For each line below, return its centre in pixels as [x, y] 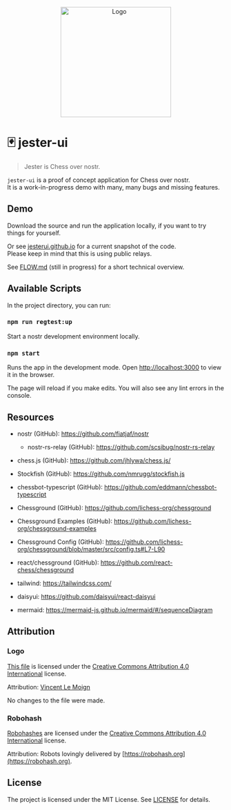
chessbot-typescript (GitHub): [60, 487]
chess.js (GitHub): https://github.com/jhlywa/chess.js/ [94, 460]
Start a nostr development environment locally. [73, 336]
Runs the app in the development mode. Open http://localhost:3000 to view [114, 367]
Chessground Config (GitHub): [61, 542]
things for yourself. [34, 233]
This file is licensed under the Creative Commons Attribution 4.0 [98, 666]
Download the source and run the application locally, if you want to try [107, 225]
